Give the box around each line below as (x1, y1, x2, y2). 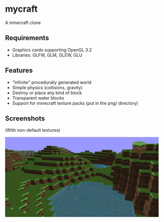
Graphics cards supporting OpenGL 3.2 (12, 47, 92, 52)
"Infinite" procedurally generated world (12, 79, 92, 85)
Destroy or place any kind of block (12, 90, 82, 96)
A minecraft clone (5, 20, 41, 25)
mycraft (5, 3, 38, 15)
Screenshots (5, 114, 45, 123)
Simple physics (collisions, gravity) (12, 84, 83, 90)
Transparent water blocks (12, 95, 64, 101)
